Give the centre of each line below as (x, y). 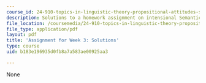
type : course (23, 46)
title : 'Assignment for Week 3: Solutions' (63, 40)
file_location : (26, 23)
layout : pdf (21, 35)
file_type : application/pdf (42, 29)
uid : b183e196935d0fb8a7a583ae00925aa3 (57, 52)
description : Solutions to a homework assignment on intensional (91, 18)
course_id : (20, 12)
